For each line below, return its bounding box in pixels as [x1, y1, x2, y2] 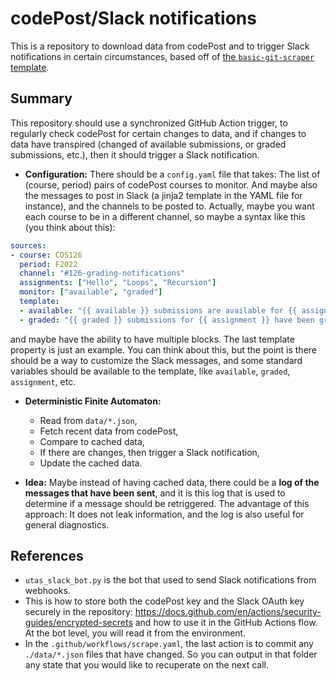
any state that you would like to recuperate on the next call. [24, 659, 270, 671]
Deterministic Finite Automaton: [24, 395, 162, 407]
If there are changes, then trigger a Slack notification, [39, 446, 260, 458]
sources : [10, 240, 47, 251]
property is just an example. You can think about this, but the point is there [10, 343, 317, 356]
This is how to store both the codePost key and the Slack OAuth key [24, 595, 305, 607]
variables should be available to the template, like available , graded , [10, 365, 291, 377]
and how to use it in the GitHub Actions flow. [134, 617, 318, 629]
